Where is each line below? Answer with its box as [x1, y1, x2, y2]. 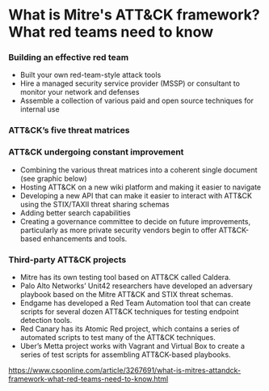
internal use [19, 104, 60, 114]
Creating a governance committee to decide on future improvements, [19, 216, 251, 226]
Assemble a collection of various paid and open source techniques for [19, 96, 254, 106]
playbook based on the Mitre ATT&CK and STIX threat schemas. [19, 290, 233, 299]
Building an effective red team [8, 52, 129, 63]
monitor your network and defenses [19, 87, 140, 97]
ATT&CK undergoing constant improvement [8, 147, 184, 158]
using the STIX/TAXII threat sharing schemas [19, 199, 170, 209]
